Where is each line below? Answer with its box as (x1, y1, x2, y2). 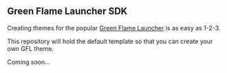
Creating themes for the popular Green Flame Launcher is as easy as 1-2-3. (7, 23, 221, 32)
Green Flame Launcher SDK (7, 6, 128, 17)
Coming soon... (7, 58, 50, 66)
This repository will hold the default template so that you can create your (7, 37, 213, 45)
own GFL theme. (7, 44, 54, 52)
